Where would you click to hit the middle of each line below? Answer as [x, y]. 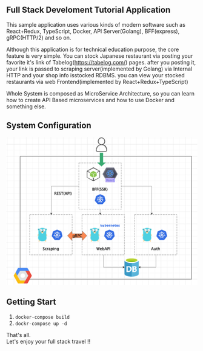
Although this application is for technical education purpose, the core [93, 49]
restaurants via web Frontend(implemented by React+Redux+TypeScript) [98, 82]
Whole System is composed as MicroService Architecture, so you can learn [101, 93]
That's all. [18, 335]
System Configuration [49, 126]
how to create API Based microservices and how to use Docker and [90, 100]
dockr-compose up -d [41, 324]
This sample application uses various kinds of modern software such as [96, 24]
